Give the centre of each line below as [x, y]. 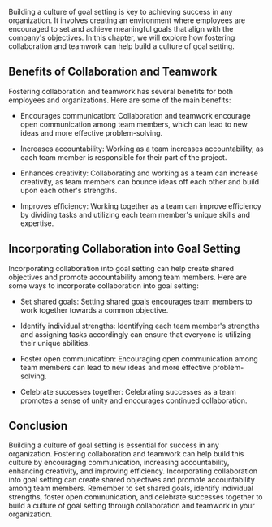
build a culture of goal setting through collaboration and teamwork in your [132, 506]
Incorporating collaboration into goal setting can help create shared [121, 268]
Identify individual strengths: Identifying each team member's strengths [140, 326]
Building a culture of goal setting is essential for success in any [114, 445]
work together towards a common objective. [94, 310]
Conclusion [38, 426]
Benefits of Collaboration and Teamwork [113, 72]
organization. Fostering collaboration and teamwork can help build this [126, 454]
